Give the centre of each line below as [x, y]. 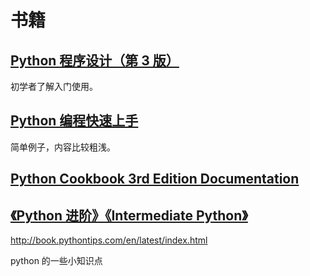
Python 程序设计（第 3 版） [95, 60]
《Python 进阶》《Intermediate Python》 [129, 215]
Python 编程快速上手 [74, 121]
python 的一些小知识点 [56, 261]
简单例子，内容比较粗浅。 [63, 147]
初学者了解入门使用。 [54, 86]
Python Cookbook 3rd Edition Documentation [155, 179]
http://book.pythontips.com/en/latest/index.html [109, 240]
